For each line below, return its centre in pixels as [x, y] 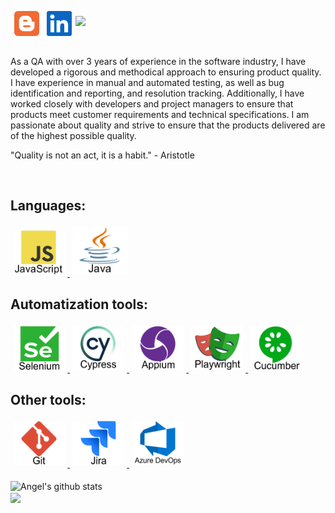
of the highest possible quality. [73, 135]
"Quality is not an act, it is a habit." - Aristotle [102, 155]
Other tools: [48, 400]
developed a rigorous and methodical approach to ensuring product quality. [166, 72]
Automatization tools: [79, 304]
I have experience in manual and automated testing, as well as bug [147, 82]
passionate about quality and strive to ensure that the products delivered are [168, 125]
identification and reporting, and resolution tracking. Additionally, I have [157, 93]
